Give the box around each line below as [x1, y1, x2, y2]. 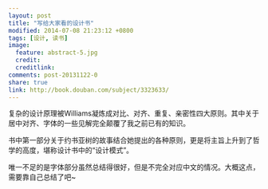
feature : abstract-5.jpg [15, 49, 98, 57]
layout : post [8, 11, 52, 20]
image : [8, 41, 30, 49]
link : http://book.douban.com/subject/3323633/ [8, 85, 170, 94]
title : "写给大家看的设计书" [8, 19, 94, 27]
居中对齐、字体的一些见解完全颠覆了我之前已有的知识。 [8, 119, 190, 128]
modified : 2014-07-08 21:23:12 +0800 [8, 26, 134, 34]
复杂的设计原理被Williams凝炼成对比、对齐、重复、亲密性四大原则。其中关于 [8, 108, 259, 118]
